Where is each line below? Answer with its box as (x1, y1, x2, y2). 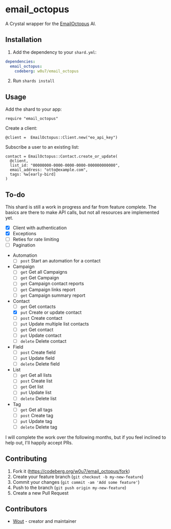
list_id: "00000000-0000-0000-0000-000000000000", (10, 163, 120, 168)
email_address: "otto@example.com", (10, 168, 88, 173)
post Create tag (20, 412, 54, 418)
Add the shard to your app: (5, 106, 62, 112)
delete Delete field (20, 361, 60, 367)
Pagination (12, 242, 36, 248)
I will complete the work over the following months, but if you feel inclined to (5, 434, 166, 440)
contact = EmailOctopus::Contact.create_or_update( (5, 154, 118, 159)
